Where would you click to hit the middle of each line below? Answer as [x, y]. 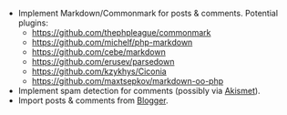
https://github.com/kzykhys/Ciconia [99, 71]
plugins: [33, 23]
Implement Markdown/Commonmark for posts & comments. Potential [148, 13]
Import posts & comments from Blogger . [93, 100]
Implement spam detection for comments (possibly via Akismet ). [139, 91]
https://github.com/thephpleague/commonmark [121, 32]
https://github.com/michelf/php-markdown [112, 42]
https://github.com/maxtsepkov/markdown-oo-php [128, 81]
